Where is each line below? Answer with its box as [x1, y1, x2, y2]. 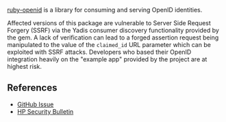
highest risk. [7, 63, 42, 70]
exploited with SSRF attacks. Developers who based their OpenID [7, 48, 192, 56]
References [7, 82, 58, 94]
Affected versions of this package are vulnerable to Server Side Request [7, 19, 211, 27]
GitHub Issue [16, 100, 54, 108]
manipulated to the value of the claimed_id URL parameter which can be [7, 41, 211, 48]
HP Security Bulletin [16, 107, 74, 115]
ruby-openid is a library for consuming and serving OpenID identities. [7, 6, 203, 14]
